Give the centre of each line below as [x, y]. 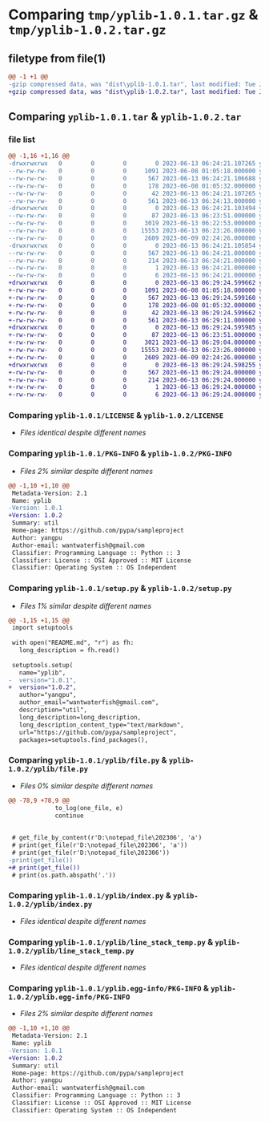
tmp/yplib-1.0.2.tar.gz [87, 30]
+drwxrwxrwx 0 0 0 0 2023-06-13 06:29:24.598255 [132, 365]
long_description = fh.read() [69, 650]
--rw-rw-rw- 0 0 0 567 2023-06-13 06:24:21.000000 [132, 253]
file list [22, 140]
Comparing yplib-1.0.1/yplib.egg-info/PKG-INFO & [109, 988]
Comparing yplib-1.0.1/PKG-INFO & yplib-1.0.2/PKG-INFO [120, 453]
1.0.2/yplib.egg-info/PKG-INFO [69, 997]
